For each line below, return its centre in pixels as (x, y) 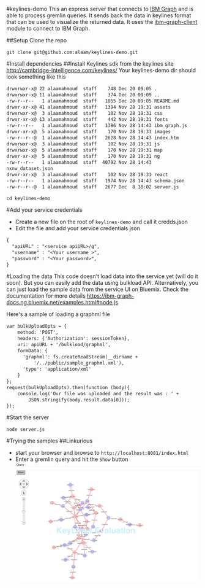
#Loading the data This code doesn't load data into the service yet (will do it (102, 276)
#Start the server (28, 417)
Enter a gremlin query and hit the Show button (72, 459)
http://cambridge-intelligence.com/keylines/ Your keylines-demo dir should (101, 70)
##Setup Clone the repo (37, 40)
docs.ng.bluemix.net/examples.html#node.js (62, 302)
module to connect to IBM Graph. (48, 28)
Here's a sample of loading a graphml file (58, 314)
